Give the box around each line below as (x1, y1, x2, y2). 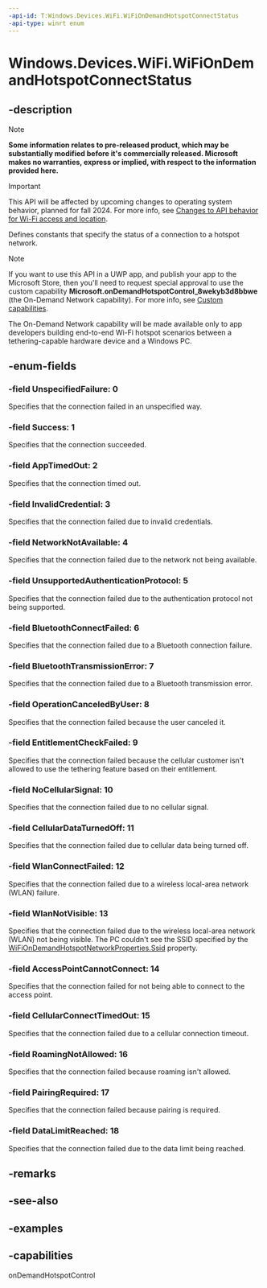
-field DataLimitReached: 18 (8, 1125, 119, 1137)
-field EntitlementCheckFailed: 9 (8, 737, 138, 748)
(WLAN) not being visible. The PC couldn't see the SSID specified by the (8, 935, 249, 944)
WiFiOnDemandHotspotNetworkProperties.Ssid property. (8, 943, 199, 953)
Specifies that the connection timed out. (8, 478, 142, 488)
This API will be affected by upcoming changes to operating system (8, 196, 232, 206)
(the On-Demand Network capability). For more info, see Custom (8, 294, 224, 304)
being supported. (8, 602, 66, 611)
